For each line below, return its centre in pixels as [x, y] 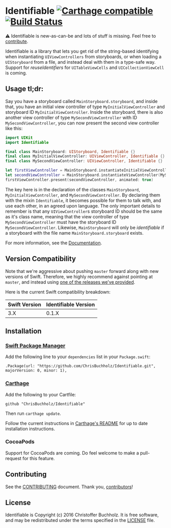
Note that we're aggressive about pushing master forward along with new [82, 271]
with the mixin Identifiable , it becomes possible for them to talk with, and [83, 200]
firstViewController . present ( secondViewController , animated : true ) [79, 180]
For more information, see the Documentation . [54, 243]
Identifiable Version [70, 305]
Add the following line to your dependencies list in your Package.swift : [78, 357]
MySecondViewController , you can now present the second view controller [82, 123]
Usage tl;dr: [24, 89]
